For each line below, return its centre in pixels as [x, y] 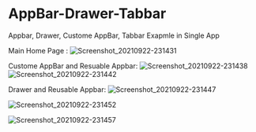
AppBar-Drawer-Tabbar [87, 14]
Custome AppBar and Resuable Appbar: [73, 66]
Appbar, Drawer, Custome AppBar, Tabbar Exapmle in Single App [114, 35]
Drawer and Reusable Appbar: [57, 89]
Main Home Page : [38, 50]
